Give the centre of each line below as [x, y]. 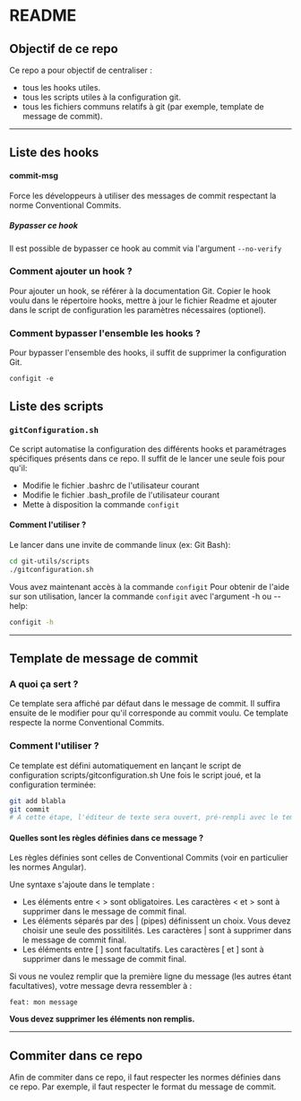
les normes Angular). [48, 867]
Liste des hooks [54, 153]
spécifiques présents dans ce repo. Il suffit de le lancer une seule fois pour [147, 458]
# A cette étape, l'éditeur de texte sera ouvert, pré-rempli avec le [144, 818]
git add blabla [38, 801]
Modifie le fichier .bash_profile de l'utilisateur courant [121, 495]
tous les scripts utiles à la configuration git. [102, 97]
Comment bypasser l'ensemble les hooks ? [105, 333]
